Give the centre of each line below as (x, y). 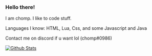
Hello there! (20, 7)
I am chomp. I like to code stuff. (38, 18)
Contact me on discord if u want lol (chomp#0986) (59, 38)
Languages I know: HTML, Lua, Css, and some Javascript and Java (76, 28)
